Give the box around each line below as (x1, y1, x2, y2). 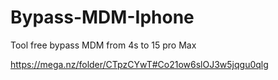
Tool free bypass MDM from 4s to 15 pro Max (10, 39, 197, 51)
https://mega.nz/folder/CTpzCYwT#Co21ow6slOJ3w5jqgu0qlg (10, 58, 269, 70)
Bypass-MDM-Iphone (10, 6, 195, 29)
